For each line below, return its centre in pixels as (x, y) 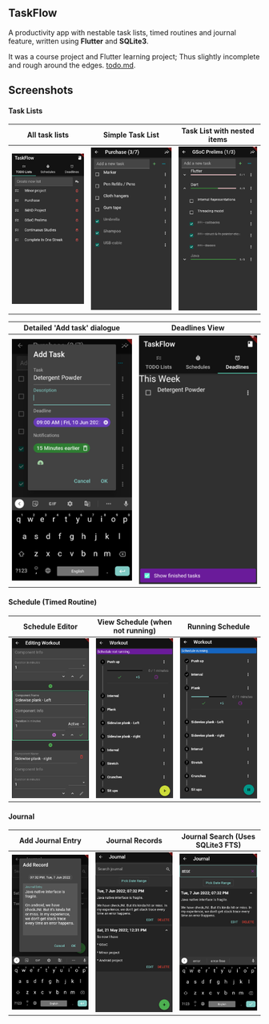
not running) (134, 631)
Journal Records (134, 840)
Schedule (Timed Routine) (53, 601)
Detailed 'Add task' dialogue (72, 328)
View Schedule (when (134, 622)
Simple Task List (131, 135)
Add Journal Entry (50, 840)
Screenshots (41, 90)
